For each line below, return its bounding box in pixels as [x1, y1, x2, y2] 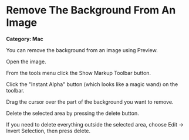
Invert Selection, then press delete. [6, 127, 91, 134]
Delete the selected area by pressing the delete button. [6, 110, 139, 117]
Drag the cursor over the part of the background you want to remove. [6, 98, 174, 105]
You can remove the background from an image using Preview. [6, 46, 158, 53]
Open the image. [6, 58, 46, 65]
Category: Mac [6, 35, 43, 42]
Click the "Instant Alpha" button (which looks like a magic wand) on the [6, 80, 178, 88]
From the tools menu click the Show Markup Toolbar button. [6, 69, 151, 76]
